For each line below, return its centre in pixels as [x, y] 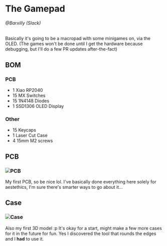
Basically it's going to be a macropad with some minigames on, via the [78, 39]
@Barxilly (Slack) [23, 23]
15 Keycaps [24, 130]
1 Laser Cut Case [30, 136]
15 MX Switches [29, 95]
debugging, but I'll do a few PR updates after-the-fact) [61, 49]
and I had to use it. [25, 238]
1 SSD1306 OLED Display [38, 106]
